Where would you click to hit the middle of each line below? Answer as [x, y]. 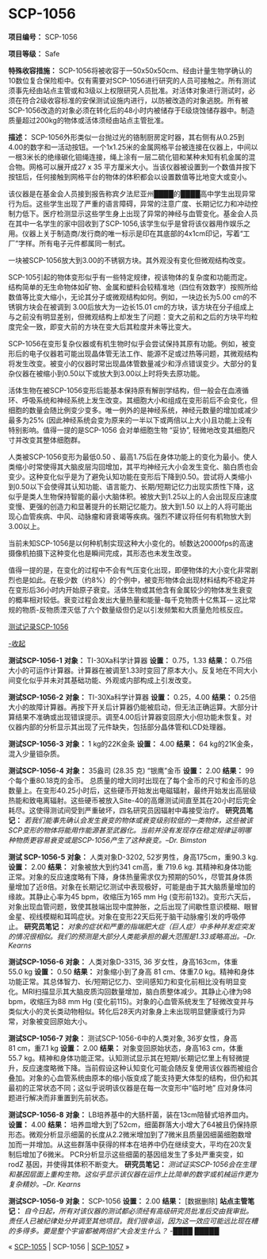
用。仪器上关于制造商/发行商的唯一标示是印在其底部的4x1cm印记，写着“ [126, 233]
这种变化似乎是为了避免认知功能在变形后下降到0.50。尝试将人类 [133, 477]
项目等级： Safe [34, 53]
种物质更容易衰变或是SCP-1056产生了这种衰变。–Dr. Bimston [108, 840]
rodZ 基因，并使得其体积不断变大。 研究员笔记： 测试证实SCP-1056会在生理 [132, 1164]
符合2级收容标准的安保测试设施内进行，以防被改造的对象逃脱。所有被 [135, 100]
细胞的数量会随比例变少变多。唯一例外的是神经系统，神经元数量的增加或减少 [133, 410]
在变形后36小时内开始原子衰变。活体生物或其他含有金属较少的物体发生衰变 [131, 589]
